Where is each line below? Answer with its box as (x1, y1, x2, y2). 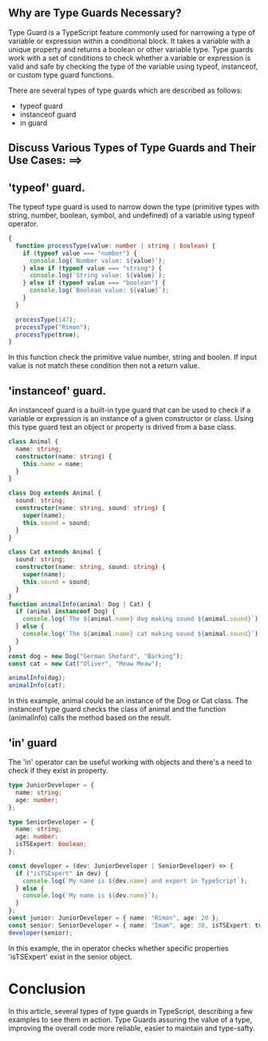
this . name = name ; (22, 459, 84, 468)
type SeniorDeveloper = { (8, 818, 94, 826)
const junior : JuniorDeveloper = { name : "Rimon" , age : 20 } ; (8, 914, 219, 922)
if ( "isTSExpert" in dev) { (15, 869, 109, 877)
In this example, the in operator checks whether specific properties (8, 943, 229, 953)
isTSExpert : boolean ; (15, 840, 88, 848)
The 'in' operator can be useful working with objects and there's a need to (8, 757, 253, 767)
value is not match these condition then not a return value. (8, 361, 200, 371)
